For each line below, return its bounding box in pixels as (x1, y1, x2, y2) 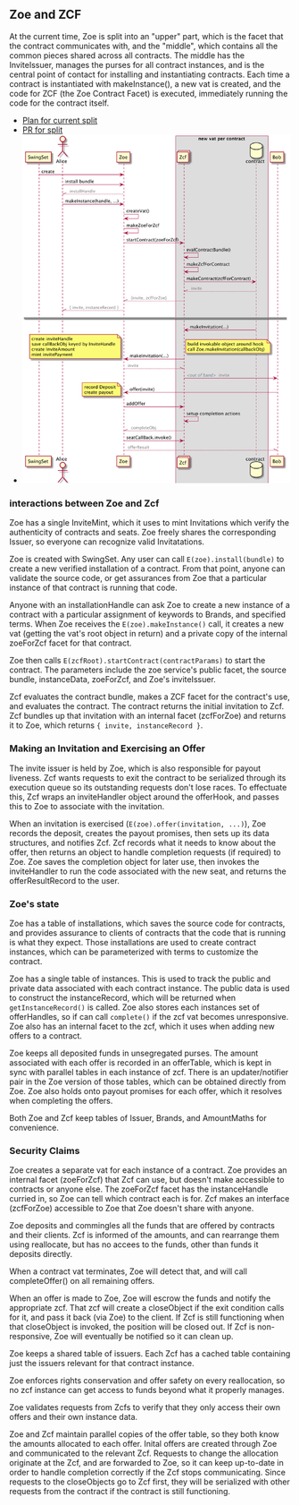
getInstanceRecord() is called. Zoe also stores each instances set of (9, 1002, 261, 1013)
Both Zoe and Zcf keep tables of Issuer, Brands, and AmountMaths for (9, 1112, 267, 1123)
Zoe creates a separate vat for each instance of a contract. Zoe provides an (9, 1165, 287, 1176)
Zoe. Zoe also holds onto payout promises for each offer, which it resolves (9, 1085, 283, 1096)
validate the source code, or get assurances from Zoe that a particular (9, 573, 268, 584)
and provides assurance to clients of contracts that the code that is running (9, 927, 287, 938)
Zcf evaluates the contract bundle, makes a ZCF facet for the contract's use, (9, 691, 290, 702)
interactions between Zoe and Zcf (9, 497, 160, 509)
